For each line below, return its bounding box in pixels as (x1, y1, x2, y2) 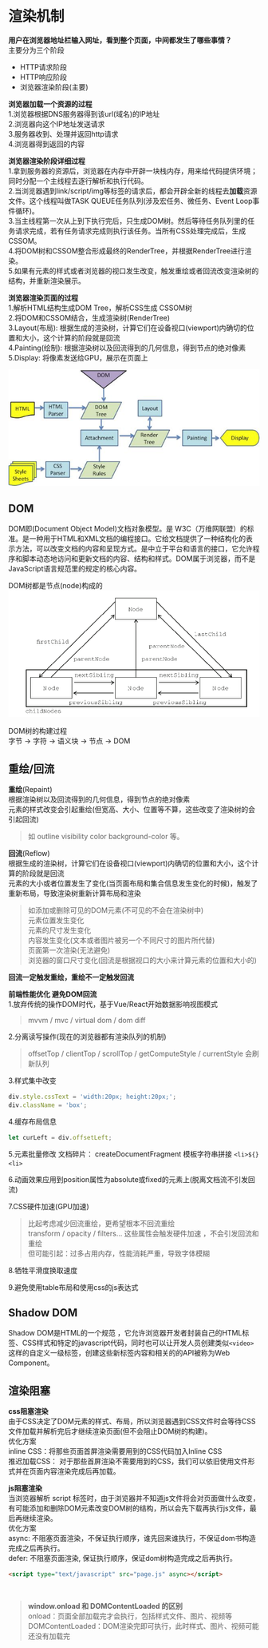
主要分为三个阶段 (8, 45, 65, 54)
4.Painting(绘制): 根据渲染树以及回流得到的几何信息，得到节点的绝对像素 (8, 343, 246, 352)
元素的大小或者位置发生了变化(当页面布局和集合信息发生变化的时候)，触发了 (8, 878, 258, 888)
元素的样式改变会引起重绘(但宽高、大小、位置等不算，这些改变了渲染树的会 (8, 805, 256, 814)
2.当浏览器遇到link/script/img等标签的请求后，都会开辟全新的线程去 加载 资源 (8, 185, 258, 196)
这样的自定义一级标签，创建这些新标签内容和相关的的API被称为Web (8, 1348, 231, 1358)
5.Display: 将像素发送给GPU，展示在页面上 (8, 352, 149, 362)
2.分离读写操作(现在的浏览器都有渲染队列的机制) (8, 1032, 167, 1041)
